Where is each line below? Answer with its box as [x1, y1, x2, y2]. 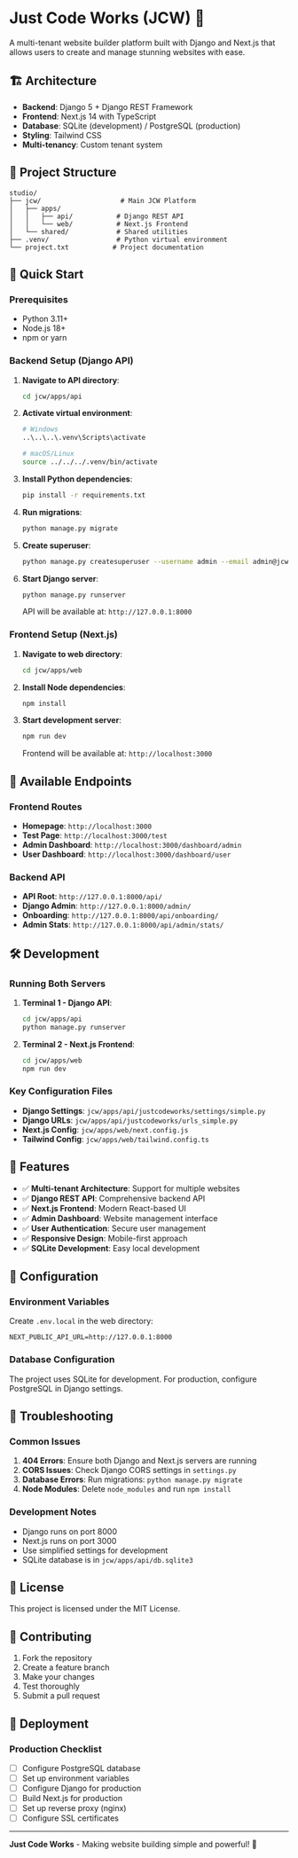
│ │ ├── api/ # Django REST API [9, 212, 184, 221]
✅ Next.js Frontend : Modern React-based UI [21, 1203, 186, 1213]
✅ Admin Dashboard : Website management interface [21, 1212, 218, 1223]
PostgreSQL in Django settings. [9, 1383, 123, 1393]
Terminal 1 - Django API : [21, 998, 113, 1008]
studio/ [9, 188, 38, 198]
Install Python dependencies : [21, 474, 133, 484]
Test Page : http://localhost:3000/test [21, 830, 169, 841]
